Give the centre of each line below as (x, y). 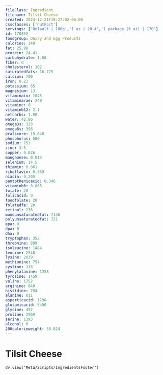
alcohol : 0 (17, 324)
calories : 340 (20, 43)
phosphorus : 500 (22, 139)
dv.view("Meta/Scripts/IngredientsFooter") (52, 368)
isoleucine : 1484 (24, 248)
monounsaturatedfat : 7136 (33, 215)
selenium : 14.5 (21, 162)
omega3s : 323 (19, 124)
